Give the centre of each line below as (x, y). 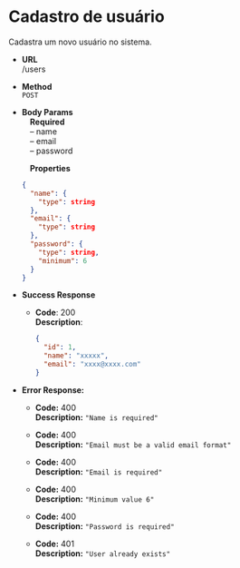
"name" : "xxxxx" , (76, 356)
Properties (50, 168)
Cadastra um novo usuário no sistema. (80, 42)
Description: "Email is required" (99, 471)
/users (34, 69)
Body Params (47, 112)
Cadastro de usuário (86, 17)
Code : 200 (55, 313)
